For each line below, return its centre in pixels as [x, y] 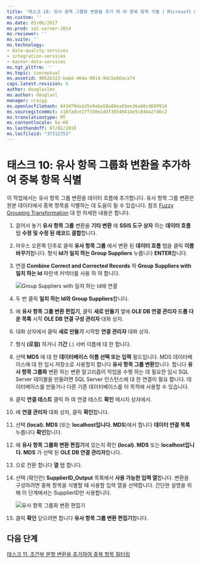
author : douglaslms [31, 90]
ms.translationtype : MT [36, 117]
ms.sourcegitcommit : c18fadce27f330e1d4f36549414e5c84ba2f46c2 [87, 112]
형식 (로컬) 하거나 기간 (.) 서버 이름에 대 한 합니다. [73, 344]
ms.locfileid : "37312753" [39, 134]
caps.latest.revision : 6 [38, 84]
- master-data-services [36, 61]
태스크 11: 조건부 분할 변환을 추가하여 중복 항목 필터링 [69, 554]
